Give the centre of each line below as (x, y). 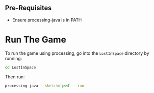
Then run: (15, 77)
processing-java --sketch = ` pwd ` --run (45, 86)
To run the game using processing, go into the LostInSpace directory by (77, 53)
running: (13, 58)
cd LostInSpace (21, 67)
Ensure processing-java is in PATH (47, 20)
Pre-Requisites (28, 8)
